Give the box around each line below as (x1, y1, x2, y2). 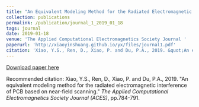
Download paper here (6, 64, 59, 71)
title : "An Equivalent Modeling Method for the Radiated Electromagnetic (6, 8, 192, 15)
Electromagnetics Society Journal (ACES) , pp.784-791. (6, 94, 140, 101)
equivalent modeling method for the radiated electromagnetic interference (6, 81, 188, 89)
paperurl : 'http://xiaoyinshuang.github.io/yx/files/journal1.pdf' (6, 42, 176, 48)
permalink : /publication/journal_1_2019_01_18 (6, 20, 123, 26)
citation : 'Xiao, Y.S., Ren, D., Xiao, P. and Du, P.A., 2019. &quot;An (6, 48, 190, 53)
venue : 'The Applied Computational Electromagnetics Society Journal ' (6, 36, 187, 42)
